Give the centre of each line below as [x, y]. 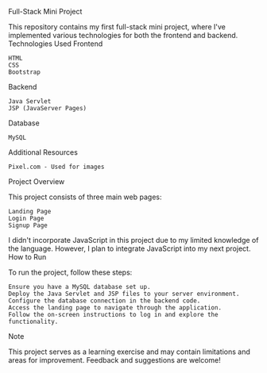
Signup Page [28, 225]
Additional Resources [43, 152]
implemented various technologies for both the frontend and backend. [123, 35]
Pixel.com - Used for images [56, 167]
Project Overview [37, 181]
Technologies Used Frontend [56, 44]
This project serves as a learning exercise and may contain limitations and [129, 352]
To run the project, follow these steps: [70, 272]
